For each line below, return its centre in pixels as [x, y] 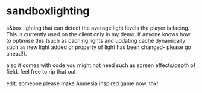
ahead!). [17, 53]
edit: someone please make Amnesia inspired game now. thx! [82, 83]
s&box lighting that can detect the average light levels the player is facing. [98, 28]
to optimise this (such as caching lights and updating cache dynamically [96, 40]
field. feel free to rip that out [41, 71]
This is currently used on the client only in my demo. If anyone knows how [99, 34]
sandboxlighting [48, 11]
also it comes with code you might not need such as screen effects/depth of [101, 65]
